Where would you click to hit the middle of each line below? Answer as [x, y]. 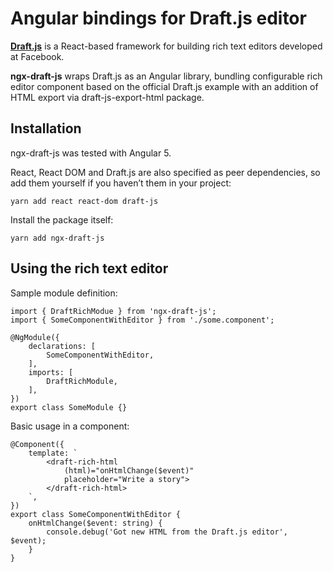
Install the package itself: [62, 219]
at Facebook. [37, 56]
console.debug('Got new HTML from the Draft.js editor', [167, 532]
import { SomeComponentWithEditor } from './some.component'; [142, 320]
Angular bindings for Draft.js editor [158, 18]
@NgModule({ [35, 337]
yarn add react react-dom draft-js [84, 201]
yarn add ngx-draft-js [57, 238]
